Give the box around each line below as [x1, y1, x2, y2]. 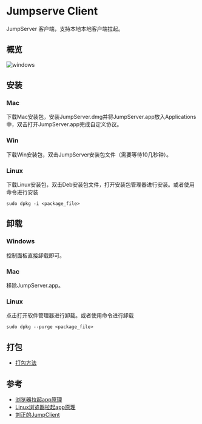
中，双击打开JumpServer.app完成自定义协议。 [6, 121, 123, 128]
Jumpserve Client [6, 4, 98, 18]
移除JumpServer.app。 [6, 282, 64, 289]
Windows [6, 237, 35, 246]
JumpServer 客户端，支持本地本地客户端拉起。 [6, 25, 124, 32]
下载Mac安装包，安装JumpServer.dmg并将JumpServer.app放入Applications [6, 113, 197, 121]
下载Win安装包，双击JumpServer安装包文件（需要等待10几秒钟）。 [6, 150, 172, 158]
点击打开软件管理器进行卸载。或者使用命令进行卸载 [6, 312, 134, 319]
